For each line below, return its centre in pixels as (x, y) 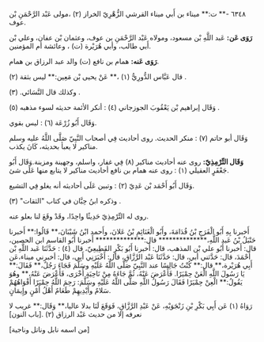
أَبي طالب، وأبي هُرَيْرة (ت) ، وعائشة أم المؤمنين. (80, 46)
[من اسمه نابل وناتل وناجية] (49, 329)
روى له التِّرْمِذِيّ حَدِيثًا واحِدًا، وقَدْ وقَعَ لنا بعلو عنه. (79, 216)
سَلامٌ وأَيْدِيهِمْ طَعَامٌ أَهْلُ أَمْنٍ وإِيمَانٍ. (60, 290)
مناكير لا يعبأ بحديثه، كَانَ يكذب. (53, 146)
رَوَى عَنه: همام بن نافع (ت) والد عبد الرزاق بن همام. (84, 61)
